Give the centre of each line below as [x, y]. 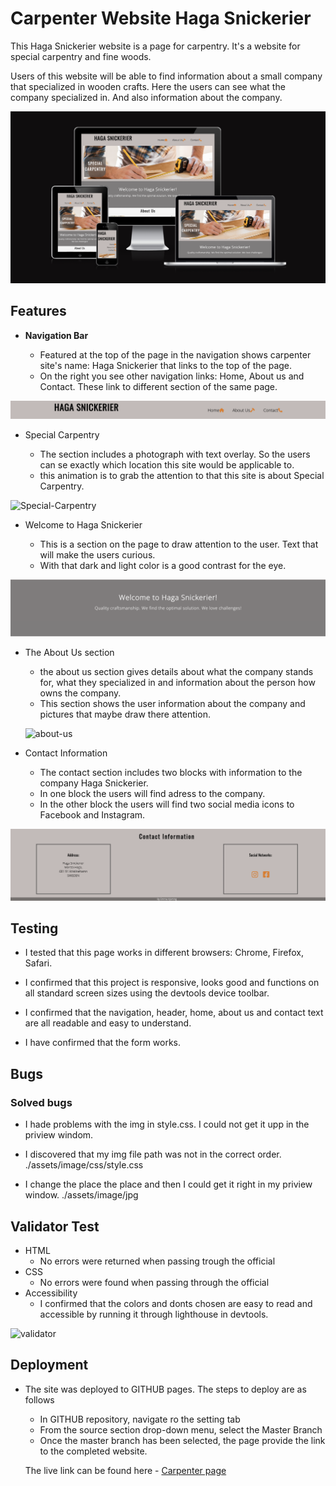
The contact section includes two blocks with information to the [171, 772]
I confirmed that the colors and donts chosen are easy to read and [176, 1303]
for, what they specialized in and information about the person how [177, 682]
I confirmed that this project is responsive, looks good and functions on [172, 983]
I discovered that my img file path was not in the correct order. [153, 1154]
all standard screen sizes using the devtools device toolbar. [147, 993]
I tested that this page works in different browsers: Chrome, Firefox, [164, 953]
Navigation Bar [56, 335]
